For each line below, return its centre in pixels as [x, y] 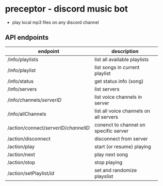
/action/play [21, 146]
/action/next [21, 155]
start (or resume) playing [123, 146]
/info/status [21, 81]
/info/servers [22, 89]
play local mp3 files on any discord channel [56, 22]
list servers [107, 89]
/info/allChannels [27, 114]
